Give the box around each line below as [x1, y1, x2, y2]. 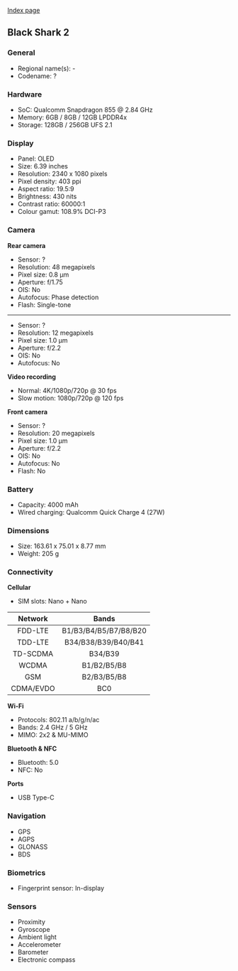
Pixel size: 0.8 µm [17, 270, 69, 279]
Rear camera [7, 241, 46, 250]
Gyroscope [17, 926, 51, 934]
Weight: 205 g [17, 549, 59, 558]
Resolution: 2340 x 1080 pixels [17, 170, 108, 178]
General [7, 48, 35, 58]
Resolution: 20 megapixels [17, 429, 96, 437]
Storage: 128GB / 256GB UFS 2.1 [17, 120, 113, 129]
